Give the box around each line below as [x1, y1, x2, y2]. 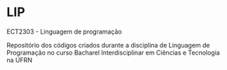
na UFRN [6, 55, 33, 64]
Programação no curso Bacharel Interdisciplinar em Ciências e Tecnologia [6, 48, 220, 57]
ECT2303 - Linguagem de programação [6, 27, 122, 36]
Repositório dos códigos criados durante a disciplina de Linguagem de [6, 41, 211, 49]
